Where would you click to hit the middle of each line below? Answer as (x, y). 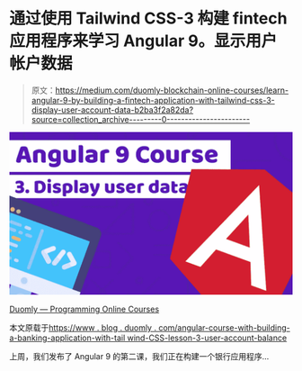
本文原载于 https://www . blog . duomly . (83, 328)
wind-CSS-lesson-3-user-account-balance (207, 338)
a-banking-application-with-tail (67, 338)
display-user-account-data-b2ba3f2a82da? (112, 110)
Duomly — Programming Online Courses (84, 309)
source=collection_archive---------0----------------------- (140, 119)
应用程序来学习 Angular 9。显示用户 (143, 41)
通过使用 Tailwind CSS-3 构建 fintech (148, 18)
